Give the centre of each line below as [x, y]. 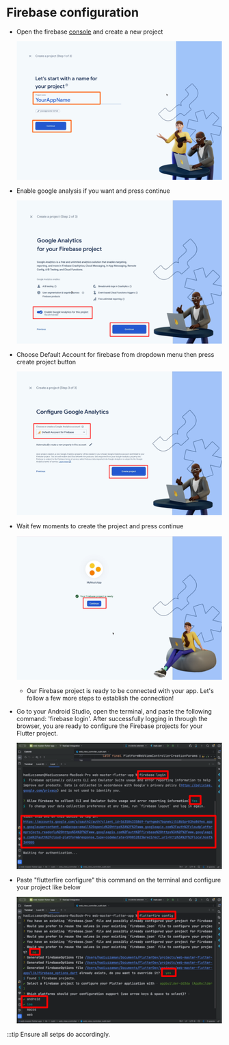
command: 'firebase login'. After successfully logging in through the [112, 718]
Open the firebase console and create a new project [90, 32]
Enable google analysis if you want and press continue [93, 191]
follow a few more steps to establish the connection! [100, 698]
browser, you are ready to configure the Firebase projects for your [109, 726]
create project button [46, 362]
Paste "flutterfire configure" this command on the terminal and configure [119, 880]
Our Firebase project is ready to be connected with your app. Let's [120, 690]
